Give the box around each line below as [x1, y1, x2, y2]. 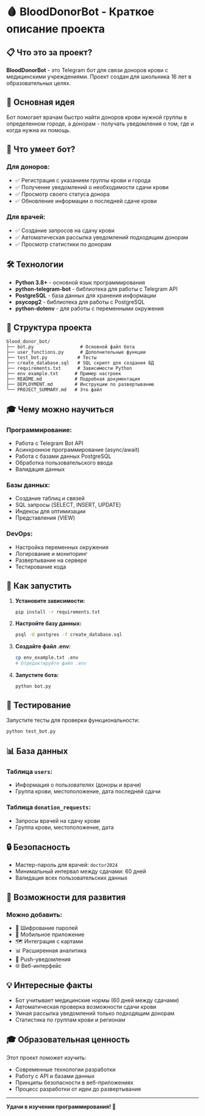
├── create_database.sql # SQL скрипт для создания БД [6, 360, 154, 366]
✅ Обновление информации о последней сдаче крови [15, 197, 157, 204]
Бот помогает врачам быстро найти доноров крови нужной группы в [6, 113, 187, 121]
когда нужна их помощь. [6, 126, 71, 133]
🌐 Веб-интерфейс [15, 962, 62, 970]
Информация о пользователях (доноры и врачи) [15, 781, 142, 788]
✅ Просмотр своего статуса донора [15, 190, 110, 198]
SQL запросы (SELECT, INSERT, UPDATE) [15, 501, 121, 509]
